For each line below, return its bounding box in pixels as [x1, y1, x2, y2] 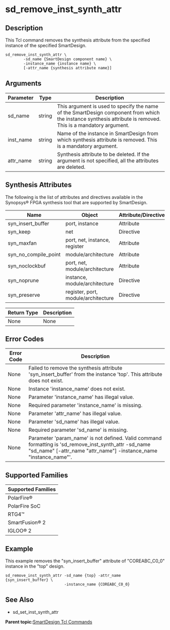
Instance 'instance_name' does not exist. [28, 385, 125, 392]
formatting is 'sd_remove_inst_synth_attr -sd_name [28, 441, 151, 448]
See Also [5, 596, 34, 604]
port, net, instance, [65, 236, 110, 243]
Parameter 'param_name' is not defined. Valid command [28, 435, 162, 442]
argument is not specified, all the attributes [57, 157, 159, 164]
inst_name [8, 136, 32, 143]
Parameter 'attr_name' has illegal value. [28, 410, 122, 417]
